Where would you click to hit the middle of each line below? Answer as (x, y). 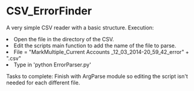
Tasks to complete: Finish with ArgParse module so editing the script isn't (97, 76)
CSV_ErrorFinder (49, 11)
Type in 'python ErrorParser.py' (53, 65)
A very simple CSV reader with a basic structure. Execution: (80, 28)
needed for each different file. (43, 83)
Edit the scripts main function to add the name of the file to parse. (95, 45)
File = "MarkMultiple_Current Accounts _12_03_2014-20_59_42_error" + (102, 51)
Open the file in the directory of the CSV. (64, 39)
